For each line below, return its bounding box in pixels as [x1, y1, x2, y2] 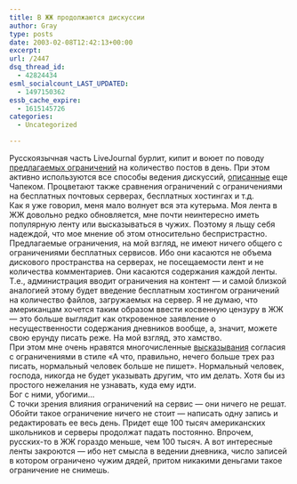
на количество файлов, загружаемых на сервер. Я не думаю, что [9, 294, 258, 305]
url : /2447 [9, 54, 50, 63]
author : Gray [9, 21, 58, 30]
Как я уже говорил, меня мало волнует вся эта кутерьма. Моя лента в [9, 200, 277, 210]
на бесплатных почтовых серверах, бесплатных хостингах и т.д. [9, 190, 255, 201]
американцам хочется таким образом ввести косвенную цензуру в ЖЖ [9, 304, 284, 314]
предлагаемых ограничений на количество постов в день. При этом [9, 162, 270, 173]
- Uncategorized [17, 121, 77, 130]
